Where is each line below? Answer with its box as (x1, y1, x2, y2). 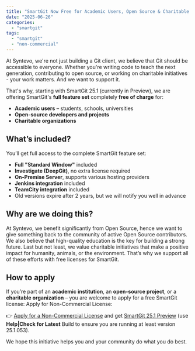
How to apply (6, 273, 55, 283)
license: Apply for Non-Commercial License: (6, 301, 113, 308)
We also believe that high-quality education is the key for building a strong (6, 237, 185, 244)
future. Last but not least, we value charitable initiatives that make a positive (6, 243, 189, 250)
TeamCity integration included (14, 185, 89, 193)
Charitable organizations (14, 117, 76, 124)
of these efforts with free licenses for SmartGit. (6, 256, 120, 263)
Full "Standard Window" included (14, 161, 97, 168)
